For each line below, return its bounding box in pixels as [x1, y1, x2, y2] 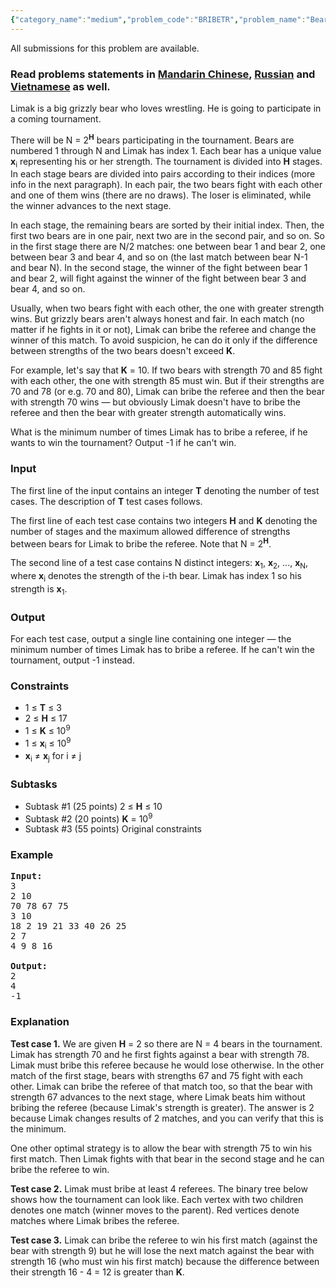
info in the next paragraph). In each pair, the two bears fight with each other [10, 179, 323, 191]
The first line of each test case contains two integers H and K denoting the [10, 514, 318, 526]
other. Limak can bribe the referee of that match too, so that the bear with [10, 1080, 313, 1092]
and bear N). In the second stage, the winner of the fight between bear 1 [10, 262, 308, 274]
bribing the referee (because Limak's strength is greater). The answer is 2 [10, 1101, 315, 1113]
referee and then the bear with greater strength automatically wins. [10, 407, 287, 419]
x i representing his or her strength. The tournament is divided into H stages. [10, 155, 323, 170]
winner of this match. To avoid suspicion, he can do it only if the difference [10, 334, 318, 346]
